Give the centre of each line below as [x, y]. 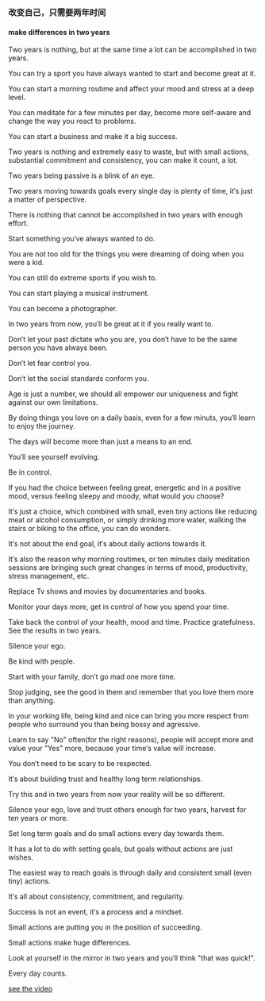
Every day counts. [38, 973]
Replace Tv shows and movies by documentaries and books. [108, 591]
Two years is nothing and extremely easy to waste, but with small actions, [129, 152]
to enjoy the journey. [42, 426]
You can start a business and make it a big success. [93, 137]
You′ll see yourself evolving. [54, 457]
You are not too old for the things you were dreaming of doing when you [126, 254]
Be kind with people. [42, 661]
